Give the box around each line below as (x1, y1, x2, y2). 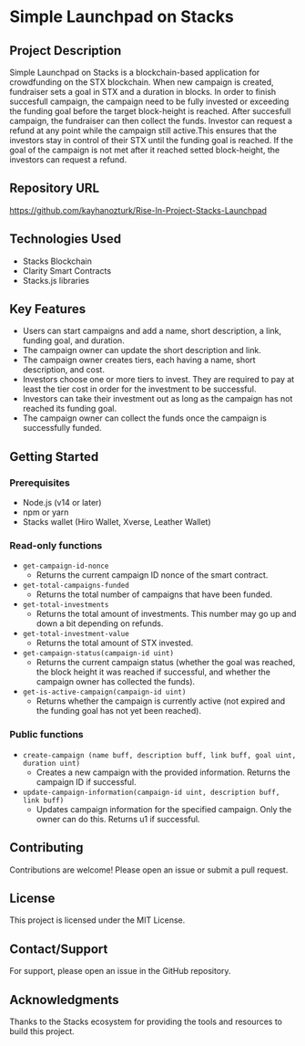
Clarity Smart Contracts (22, 265, 112, 276)
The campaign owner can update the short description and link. (22, 345, 262, 356)
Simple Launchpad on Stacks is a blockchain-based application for (9, 67, 260, 78)
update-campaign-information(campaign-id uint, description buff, (22, 788, 280, 797)
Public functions (9, 728, 84, 741)
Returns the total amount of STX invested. (36, 637, 194, 649)
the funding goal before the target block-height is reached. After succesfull (9, 106, 291, 116)
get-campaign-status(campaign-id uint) (22, 649, 175, 658)
